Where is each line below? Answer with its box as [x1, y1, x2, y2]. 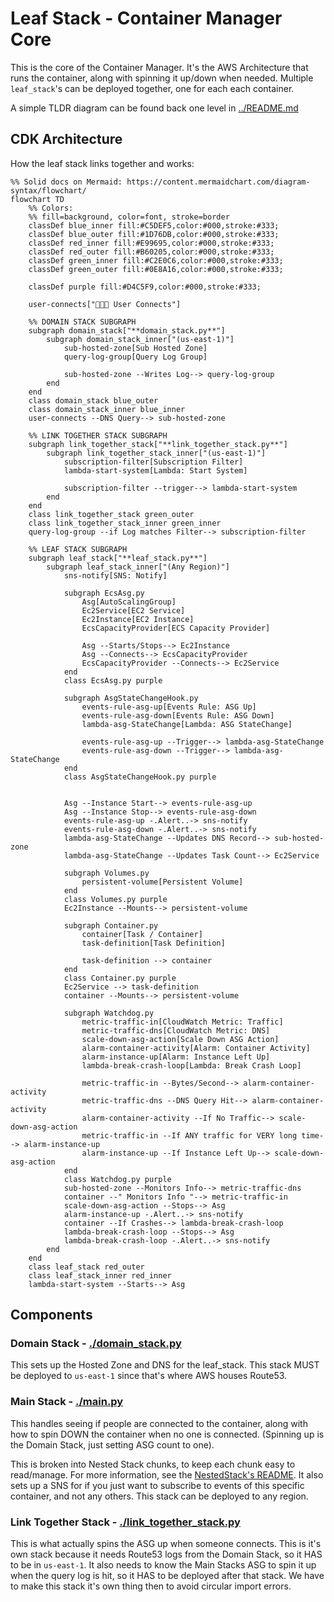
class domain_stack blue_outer [28, 395, 159, 406]
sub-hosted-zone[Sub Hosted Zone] [63, 343, 208, 353]
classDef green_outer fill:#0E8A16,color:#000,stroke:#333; [28, 264, 284, 274]
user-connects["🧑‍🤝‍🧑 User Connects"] [28, 299, 182, 309]
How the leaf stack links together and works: [10, 157, 195, 169]
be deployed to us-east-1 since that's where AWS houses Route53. [10, 1370, 288, 1382]
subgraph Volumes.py [63, 868, 150, 878]
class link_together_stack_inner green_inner [28, 518, 222, 528]
